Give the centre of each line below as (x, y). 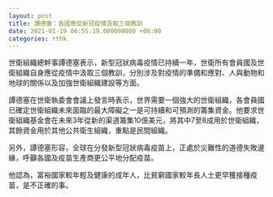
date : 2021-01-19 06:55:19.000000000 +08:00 (85, 31)
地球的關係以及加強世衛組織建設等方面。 (76, 83)
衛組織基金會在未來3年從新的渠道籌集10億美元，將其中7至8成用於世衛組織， (136, 120)
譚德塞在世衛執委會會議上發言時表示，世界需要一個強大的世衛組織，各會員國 (136, 100)
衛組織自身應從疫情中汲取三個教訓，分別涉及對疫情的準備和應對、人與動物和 (136, 73)
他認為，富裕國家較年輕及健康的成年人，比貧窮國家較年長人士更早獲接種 (129, 175)
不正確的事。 (51, 185)
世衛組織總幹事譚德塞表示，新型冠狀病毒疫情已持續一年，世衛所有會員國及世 (136, 62)
